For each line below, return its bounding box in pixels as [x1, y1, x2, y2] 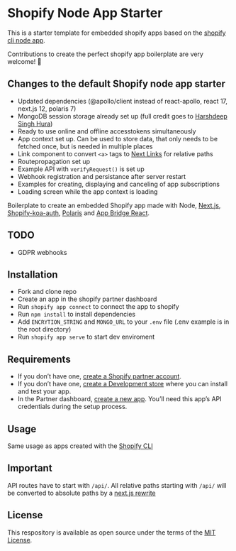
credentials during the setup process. [17, 403, 128, 411]
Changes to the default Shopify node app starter [7, 78, 225, 90]
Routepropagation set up [17, 157, 91, 165]
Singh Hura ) [17, 119, 53, 128]
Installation [7, 268, 58, 280]
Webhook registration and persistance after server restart [17, 172, 186, 180]
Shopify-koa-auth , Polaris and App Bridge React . [7, 208, 150, 217]
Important [7, 462, 52, 474]
